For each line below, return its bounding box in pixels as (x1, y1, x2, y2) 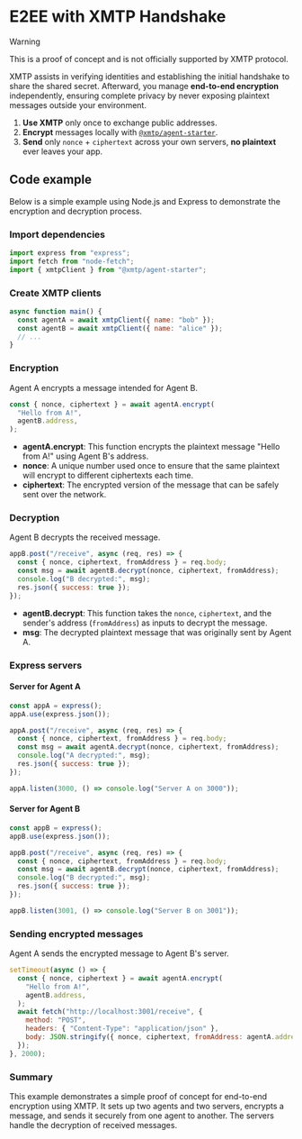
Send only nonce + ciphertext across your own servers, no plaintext (22, 136, 277, 147)
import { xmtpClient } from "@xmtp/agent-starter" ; (9, 265, 207, 274)
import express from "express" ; (9, 249, 130, 258)
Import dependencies (9, 228, 106, 241)
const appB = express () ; (9, 823, 102, 833)
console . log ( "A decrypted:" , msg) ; (17, 751, 151, 761)
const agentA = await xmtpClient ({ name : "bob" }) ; (17, 315, 216, 324)
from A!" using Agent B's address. (22, 451, 149, 461)
